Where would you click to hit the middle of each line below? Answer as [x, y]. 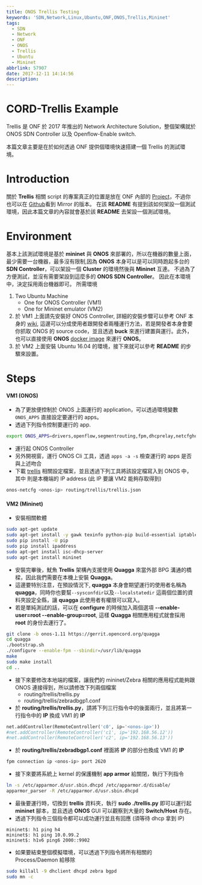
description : [23, 79]
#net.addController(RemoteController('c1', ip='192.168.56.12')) [90, 732]
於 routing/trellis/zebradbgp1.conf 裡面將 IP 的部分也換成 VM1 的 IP [99, 750]
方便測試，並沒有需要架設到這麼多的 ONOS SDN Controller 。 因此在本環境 [99, 276]
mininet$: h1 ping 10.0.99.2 [43, 835]
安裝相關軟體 [31, 518]
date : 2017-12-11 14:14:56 [40, 74]
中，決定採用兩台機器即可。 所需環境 [52, 284]
